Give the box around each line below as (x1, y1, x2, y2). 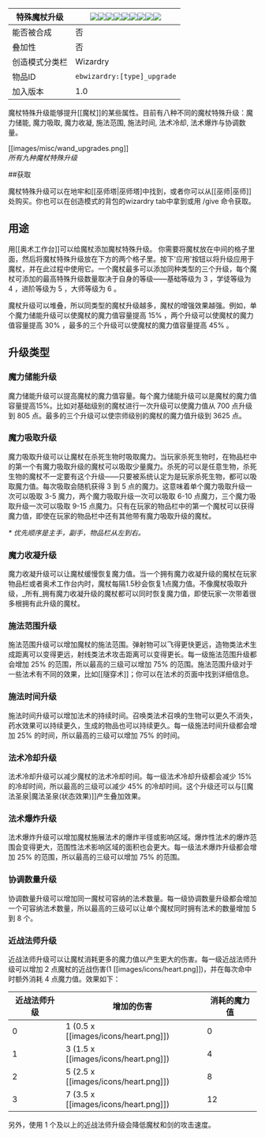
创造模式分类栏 (12, 57, 69, 67)
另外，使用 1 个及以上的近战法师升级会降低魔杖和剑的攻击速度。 (8, 1120, 215, 1129)
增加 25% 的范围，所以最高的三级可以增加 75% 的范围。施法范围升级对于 (14, 659, 254, 669)
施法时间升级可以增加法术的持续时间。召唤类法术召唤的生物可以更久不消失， (8, 711, 257, 720)
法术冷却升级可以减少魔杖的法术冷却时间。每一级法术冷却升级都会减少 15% (8, 771, 252, 781)
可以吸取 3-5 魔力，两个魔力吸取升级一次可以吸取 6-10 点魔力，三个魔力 (14, 491, 250, 501)
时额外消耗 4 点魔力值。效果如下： (8, 974, 121, 984)
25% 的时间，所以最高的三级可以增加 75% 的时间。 (17, 731, 185, 740)
